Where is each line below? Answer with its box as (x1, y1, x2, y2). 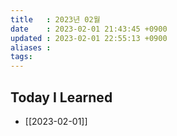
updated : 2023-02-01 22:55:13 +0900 (10, 33, 168, 43)
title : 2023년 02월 (10, 14, 101, 25)
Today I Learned (10, 89, 113, 106)
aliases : (10, 42, 52, 53)
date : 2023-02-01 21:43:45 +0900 (10, 24, 168, 34)
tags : (10, 52, 33, 62)
